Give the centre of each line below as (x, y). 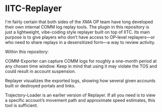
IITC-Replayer (33, 8)
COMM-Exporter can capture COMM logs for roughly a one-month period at (81, 61)
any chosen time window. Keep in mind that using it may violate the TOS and (81, 66)
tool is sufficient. (22, 105)
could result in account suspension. (41, 71)
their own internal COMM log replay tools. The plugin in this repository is (77, 27)
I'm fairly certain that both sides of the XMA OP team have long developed (79, 22)
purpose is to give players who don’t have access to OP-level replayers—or (80, 37)
